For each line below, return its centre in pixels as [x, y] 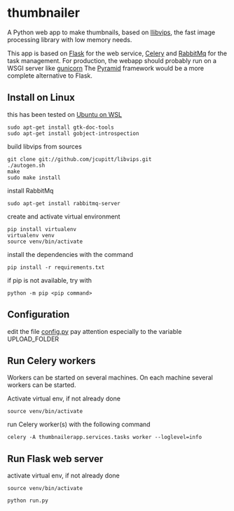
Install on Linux [41, 98]
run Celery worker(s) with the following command [79, 424]
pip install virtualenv [42, 229]
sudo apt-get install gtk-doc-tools [61, 127]
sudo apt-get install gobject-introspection [73, 133]
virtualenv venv [31, 235]
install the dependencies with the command [70, 254]
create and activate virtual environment [64, 216]
